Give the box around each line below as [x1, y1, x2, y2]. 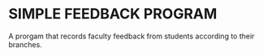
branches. [8, 39, 42, 49]
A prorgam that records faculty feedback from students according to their [8, 31, 255, 41]
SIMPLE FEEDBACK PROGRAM [8, 5, 218, 23]
